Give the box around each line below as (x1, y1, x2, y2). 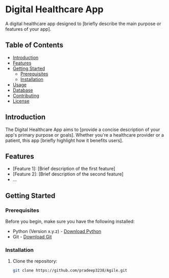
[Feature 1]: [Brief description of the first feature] (12, 165, 116, 172)
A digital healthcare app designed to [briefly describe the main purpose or (5, 20, 161, 27)
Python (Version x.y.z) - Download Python (12, 228, 102, 234)
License (12, 98, 30, 104)
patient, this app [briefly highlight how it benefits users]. (5, 137, 124, 143)
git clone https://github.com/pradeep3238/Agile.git (12, 268, 128, 273)
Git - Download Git (12, 234, 52, 240)
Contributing (12, 92, 39, 98)
